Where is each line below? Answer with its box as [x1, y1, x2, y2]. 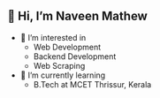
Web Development [33, 41, 102, 52]
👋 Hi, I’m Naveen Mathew [7, 9, 149, 24]
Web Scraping [33, 60, 86, 71]
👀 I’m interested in [19, 32, 87, 42]
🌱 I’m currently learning [19, 70, 106, 80]
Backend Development [33, 50, 117, 62]
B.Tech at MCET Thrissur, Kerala [33, 79, 152, 89]
